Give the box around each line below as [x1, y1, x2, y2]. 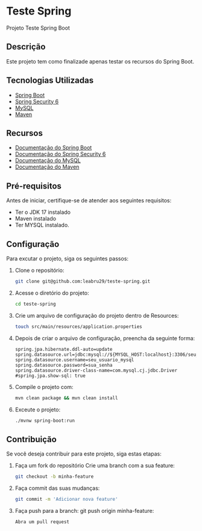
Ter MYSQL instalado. [14, 222, 69, 229]
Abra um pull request [14, 518, 69, 525]
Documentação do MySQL [14, 157, 81, 164]
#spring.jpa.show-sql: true [14, 373, 86, 379]
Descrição [6, 42, 46, 52]
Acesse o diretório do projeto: [14, 289, 89, 297]
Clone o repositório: [14, 267, 65, 274]
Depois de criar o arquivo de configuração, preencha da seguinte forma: [14, 334, 195, 342]
